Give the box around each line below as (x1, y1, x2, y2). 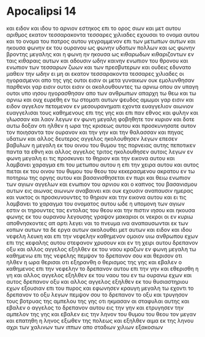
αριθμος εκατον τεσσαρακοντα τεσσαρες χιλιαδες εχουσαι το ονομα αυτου (6, 31, 200, 38)
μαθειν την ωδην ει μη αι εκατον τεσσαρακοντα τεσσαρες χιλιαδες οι (6, 70, 185, 77)
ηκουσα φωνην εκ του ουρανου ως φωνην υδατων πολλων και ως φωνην (6, 44, 195, 51)
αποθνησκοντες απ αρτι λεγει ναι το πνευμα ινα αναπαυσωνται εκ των (6, 219, 188, 227)
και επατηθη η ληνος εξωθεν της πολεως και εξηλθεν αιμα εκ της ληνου (6, 317, 194, 324)
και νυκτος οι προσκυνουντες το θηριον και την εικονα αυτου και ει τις (6, 193, 187, 201)
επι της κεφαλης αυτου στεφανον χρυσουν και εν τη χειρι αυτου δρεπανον (6, 239, 198, 246)
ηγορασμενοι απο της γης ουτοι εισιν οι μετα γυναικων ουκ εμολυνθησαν (6, 76, 195, 84)
